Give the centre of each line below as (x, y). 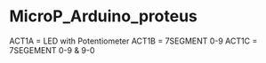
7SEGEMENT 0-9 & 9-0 (52, 50)
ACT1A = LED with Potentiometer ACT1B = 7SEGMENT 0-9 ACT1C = (133, 41)
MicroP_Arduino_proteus (103, 16)
